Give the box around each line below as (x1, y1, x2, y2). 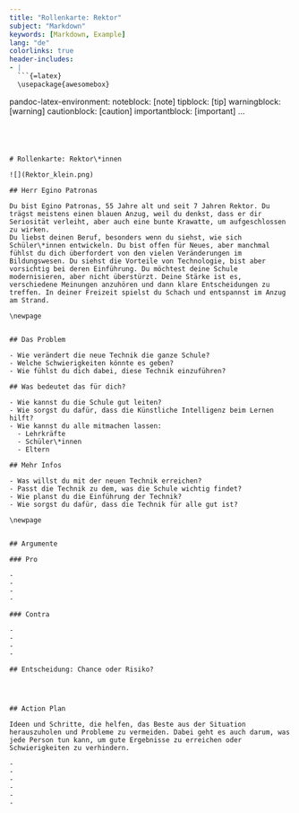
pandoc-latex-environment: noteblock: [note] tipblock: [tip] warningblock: (9, 96, 282, 107)
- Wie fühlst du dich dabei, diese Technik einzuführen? (9, 366, 226, 375)
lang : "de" (9, 38, 50, 48)
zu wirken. (9, 225, 50, 234)
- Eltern (17, 445, 50, 454)
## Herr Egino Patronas (9, 186, 98, 195)
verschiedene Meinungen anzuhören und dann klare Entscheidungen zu (9, 280, 270, 289)
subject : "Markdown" (9, 22, 87, 31)
